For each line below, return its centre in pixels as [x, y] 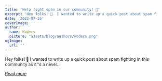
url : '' [17, 45]
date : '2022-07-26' [25, 18]
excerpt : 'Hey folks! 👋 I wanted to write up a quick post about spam [78, 14]
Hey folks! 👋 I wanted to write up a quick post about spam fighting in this [77, 59]
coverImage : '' [20, 23]
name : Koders [22, 32]
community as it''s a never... [33, 64]
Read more [16, 73]
